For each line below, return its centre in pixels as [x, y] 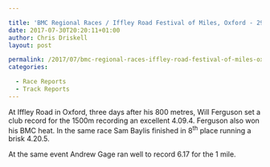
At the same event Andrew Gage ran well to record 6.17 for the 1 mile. [122, 154]
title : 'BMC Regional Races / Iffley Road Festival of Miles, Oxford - [131, 22]
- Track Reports [43, 89]
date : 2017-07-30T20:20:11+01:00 [64, 30]
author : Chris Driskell [48, 38]
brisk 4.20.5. [29, 139]
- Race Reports [41, 82]
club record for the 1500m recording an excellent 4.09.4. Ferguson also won [134, 120]
